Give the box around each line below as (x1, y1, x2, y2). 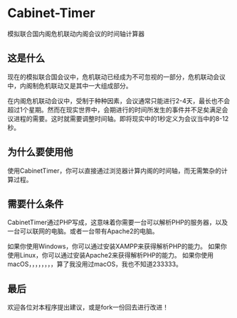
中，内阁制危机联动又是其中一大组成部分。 (7, 81, 132, 90)
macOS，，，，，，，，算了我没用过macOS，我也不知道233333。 (7, 260, 183, 268)
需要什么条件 (7, 198, 64, 210)
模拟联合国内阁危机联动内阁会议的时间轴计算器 (7, 29, 144, 38)
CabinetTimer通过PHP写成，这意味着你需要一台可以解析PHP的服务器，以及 (7, 218, 228, 227)
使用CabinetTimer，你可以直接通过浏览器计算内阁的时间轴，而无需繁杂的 (7, 166, 222, 175)
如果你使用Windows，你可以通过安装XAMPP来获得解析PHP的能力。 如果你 (7, 242, 227, 250)
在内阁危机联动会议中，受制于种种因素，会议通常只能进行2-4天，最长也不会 (7, 96, 231, 105)
